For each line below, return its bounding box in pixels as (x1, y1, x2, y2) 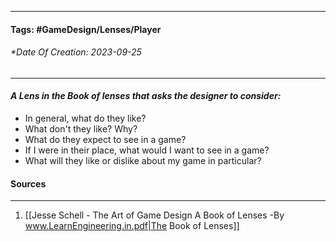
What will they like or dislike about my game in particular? (24, 155, 262, 166)
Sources (10, 177, 47, 190)
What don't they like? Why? (24, 123, 138, 135)
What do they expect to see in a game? (24, 134, 187, 145)
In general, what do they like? (24, 112, 147, 124)
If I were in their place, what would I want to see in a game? (24, 144, 270, 156)
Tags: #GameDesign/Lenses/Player (10, 23, 162, 35)
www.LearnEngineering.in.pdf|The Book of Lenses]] (24, 220, 240, 232)
